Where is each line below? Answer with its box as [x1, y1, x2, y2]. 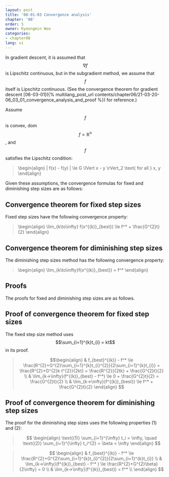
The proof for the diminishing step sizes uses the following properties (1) [5, 420, 157, 426]
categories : [5, 31, 30, 36]
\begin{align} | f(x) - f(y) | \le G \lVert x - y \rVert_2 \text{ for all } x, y [17, 165, 161, 171]
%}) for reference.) [97, 97, 137, 103]
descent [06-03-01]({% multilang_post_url [5, 91, 94, 97]
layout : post [5, 7, 33, 13]
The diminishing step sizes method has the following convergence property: [5, 257, 164, 264]
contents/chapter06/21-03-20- [94, 91, 160, 97]
